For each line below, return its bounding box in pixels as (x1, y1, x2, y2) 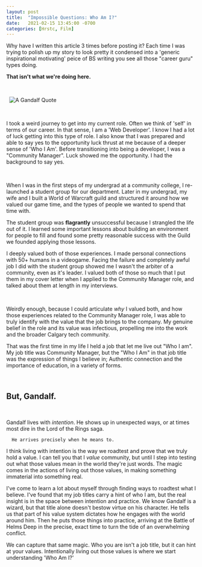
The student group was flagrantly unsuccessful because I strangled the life (6, 219, 194, 226)
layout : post (6, 8, 39, 15)
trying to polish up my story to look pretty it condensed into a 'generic (6, 49, 180, 56)
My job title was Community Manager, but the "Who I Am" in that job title (6, 349, 187, 356)
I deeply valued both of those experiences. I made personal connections (6, 250, 186, 257)
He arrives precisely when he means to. (11, 437, 115, 443)
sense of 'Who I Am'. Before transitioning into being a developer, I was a (6, 145, 185, 153)
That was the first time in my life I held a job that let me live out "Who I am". (6, 343, 193, 350)
